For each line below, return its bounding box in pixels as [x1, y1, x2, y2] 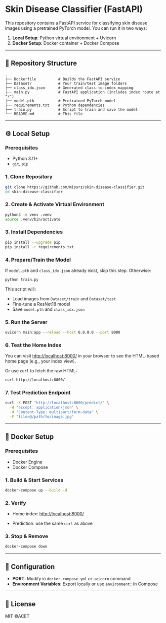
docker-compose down [5, 544, 48, 549]
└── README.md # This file [5, 111, 83, 116]
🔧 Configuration [5, 562, 55, 571]
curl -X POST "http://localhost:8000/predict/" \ [5, 401, 110, 406]
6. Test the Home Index [5, 342, 62, 348]
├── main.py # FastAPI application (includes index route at [5, 89, 161, 95]
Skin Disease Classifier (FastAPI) [5, 3, 143, 15]
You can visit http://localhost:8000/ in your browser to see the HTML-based [5, 353, 160, 359]
